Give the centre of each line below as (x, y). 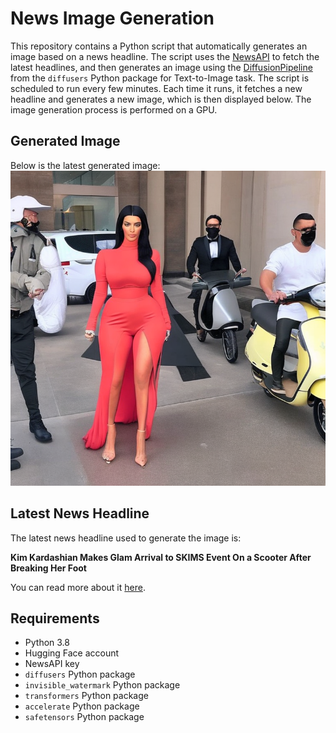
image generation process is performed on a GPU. (114, 109)
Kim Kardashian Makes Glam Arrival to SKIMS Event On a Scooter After (161, 557)
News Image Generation (112, 18)
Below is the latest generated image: (85, 165)
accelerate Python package (82, 706)
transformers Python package (86, 696)
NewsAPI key (52, 664)
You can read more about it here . (78, 587)
